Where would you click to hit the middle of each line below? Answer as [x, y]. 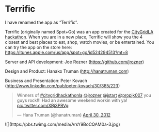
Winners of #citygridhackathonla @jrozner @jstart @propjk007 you [84, 95]
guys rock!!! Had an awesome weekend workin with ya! [72, 100]
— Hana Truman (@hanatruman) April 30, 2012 [64, 115]
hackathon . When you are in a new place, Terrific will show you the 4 [74, 37]
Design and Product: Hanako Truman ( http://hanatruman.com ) [67, 71]
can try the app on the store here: [39, 47]
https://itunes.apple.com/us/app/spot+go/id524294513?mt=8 [67, 52]
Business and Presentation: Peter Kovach [46, 81]
